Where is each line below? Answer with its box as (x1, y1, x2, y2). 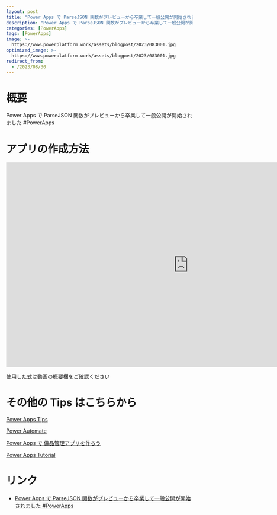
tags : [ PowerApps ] (6, 31, 51, 37)
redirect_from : (6, 58, 44, 64)
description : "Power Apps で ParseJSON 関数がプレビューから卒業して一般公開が (6, 20, 190, 25)
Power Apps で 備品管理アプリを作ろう (6, 440, 101, 447)
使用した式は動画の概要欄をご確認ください (6, 373, 110, 380)
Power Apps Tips (6, 416, 49, 423)
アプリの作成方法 (6, 142, 90, 156)
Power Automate (6, 427, 47, 434)
